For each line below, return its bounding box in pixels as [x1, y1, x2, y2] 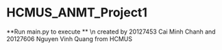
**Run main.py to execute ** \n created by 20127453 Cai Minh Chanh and [6, 27, 217, 36]
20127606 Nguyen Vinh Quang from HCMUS [6, 34, 133, 42]
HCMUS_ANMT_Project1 [6, 5, 148, 21]
